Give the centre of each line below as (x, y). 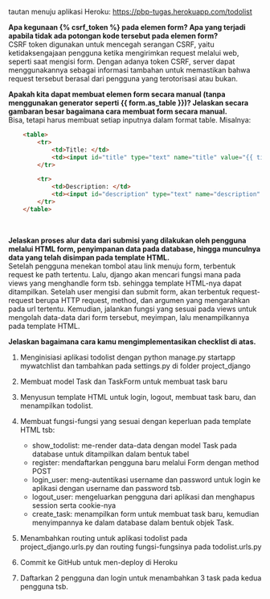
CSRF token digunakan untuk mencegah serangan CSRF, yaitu (111, 44)
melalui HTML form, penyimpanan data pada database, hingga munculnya (135, 248)
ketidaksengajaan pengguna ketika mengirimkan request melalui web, (124, 53)
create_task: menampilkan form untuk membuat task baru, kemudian (145, 514)
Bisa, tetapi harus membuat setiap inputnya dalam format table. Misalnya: (130, 120)
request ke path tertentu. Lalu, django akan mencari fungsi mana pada (125, 274)
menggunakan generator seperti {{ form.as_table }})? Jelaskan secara (129, 103)
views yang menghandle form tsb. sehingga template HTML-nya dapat (125, 283)
